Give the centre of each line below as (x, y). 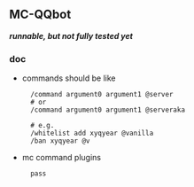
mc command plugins (62, 158)
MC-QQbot (40, 15)
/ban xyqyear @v (60, 141)
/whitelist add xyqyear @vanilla (92, 133)
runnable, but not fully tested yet (71, 35)
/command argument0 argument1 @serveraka (108, 110)
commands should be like (69, 78)
